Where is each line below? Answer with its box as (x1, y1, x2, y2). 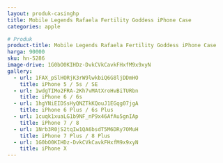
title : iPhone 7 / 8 (20, 119, 79, 126)
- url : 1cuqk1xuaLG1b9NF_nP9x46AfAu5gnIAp (13, 113, 139, 120)
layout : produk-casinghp (7, 10, 79, 17)
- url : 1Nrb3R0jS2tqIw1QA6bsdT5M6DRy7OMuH (13, 126, 139, 132)
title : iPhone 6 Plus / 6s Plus (20, 107, 114, 114)
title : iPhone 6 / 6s (20, 94, 82, 101)
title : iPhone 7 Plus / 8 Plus (20, 132, 111, 139)
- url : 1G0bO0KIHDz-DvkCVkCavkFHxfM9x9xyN (13, 139, 139, 146)
